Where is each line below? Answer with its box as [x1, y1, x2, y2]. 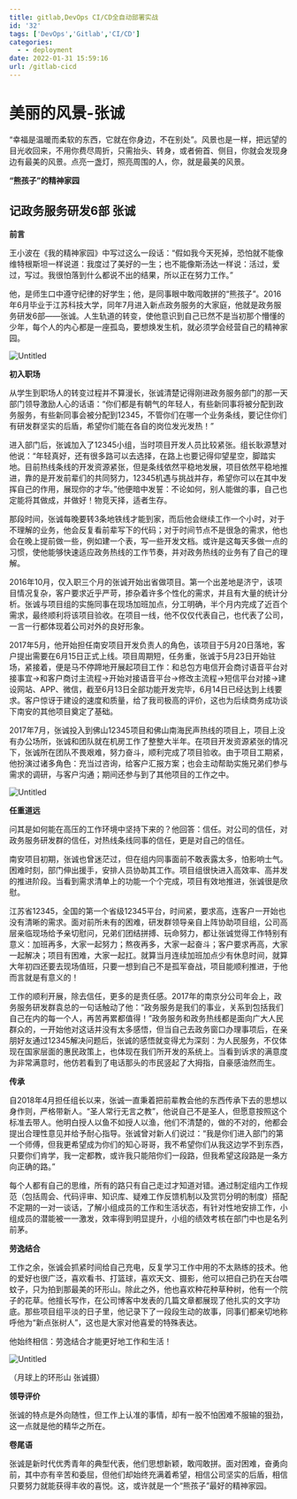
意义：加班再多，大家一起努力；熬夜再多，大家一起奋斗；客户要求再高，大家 [9, 939, 288, 949]
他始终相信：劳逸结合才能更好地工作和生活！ [9, 1335, 172, 1346]
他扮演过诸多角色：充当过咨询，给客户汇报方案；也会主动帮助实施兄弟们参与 [9, 757, 288, 768]
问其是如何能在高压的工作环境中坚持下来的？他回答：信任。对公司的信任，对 [9, 824, 288, 834]
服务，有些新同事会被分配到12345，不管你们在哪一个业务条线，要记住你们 [16, 409, 287, 420]
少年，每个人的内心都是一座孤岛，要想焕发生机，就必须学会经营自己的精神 [9, 321, 280, 332]
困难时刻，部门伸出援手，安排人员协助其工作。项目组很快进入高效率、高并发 [9, 865, 288, 875]
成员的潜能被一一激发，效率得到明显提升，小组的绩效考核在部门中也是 [16, 1213, 272, 1224]
